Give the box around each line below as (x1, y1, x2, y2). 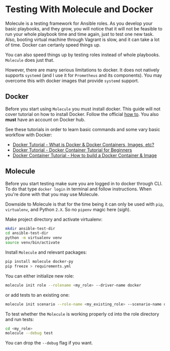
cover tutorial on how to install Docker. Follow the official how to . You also (5, 111, 159, 117)
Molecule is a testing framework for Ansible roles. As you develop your (5, 20, 153, 26)
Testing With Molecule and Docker (5, 4, 153, 15)
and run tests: (5, 316, 34, 322)
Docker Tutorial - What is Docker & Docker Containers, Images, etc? (12, 141, 154, 147)
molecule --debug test (5, 331, 53, 336)
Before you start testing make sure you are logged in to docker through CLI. (5, 180, 163, 186)
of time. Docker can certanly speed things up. (5, 42, 101, 48)
